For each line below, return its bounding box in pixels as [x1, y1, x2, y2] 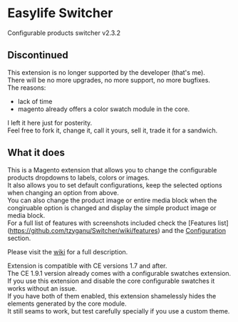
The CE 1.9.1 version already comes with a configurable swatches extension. [7, 269, 232, 277]
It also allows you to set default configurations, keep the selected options [7, 180, 222, 189]
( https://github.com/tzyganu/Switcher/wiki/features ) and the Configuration [7, 226, 227, 234]
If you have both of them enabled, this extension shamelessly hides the [7, 291, 217, 300]
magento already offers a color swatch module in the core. [17, 105, 190, 113]
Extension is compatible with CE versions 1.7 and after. [7, 261, 167, 270]
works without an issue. [7, 284, 77, 293]
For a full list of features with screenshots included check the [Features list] [7, 219, 229, 227]
